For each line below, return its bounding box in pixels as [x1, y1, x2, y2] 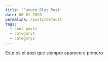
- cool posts [10, 26, 38, 32]
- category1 [10, 31, 35, 36]
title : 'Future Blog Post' [5, 7, 62, 13]
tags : [5, 21, 17, 27]
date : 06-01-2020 [5, 12, 42, 17]
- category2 [10, 36, 35, 41]
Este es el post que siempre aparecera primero [5, 49, 103, 56]
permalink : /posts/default [5, 17, 62, 22]
